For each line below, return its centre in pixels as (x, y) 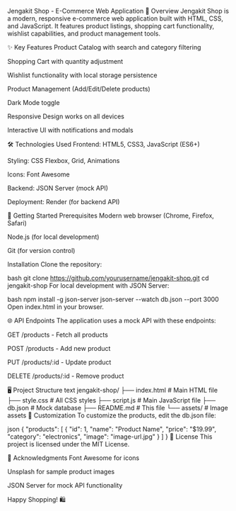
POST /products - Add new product (59, 348)
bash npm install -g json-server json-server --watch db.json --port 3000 (113, 299)
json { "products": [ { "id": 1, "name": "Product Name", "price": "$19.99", (112, 429)
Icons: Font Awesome (39, 174)
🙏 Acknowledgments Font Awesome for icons (73, 458)
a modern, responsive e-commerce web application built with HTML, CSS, (116, 18)
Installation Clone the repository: (55, 264)
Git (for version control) (41, 251)
